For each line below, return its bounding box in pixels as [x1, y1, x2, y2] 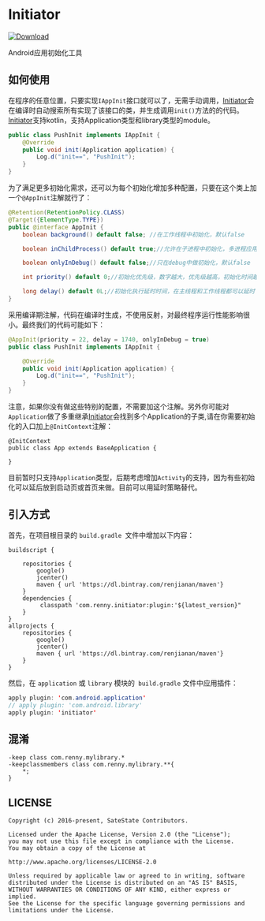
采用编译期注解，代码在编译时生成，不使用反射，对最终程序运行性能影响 [8, 310, 243, 319]
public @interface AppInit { [8, 223, 104, 231]
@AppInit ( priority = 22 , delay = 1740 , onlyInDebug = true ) [8, 335, 211, 344]
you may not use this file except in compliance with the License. [8, 837, 235, 845]
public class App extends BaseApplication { [8, 444, 157, 452]
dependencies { [22, 594, 73, 602]
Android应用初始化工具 [8, 47, 83, 57]
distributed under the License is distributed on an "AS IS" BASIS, [8, 879, 238, 887]
